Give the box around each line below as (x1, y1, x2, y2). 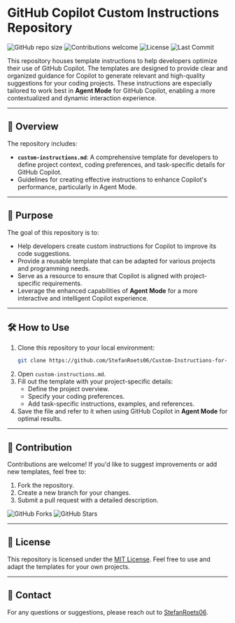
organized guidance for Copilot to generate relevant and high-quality (7, 71, 206, 80)
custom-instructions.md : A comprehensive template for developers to (17, 153, 219, 161)
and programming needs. (17, 264, 91, 273)
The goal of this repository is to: (7, 228, 99, 236)
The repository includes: (7, 139, 78, 148)
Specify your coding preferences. (27, 392, 125, 401)
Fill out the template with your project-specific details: (17, 377, 173, 386)
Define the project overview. (27, 385, 110, 393)
